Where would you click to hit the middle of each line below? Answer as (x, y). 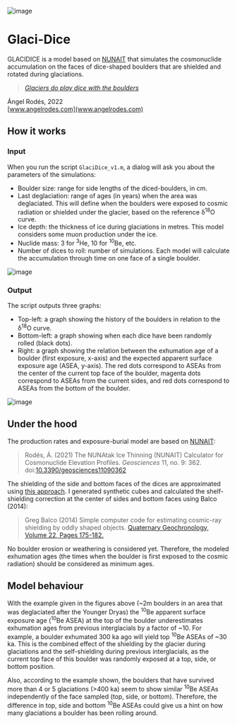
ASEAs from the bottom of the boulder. (74, 388)
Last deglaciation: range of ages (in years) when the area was (107, 195)
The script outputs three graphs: (54, 306)
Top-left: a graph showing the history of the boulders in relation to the (119, 319)
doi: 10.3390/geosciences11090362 (75, 470)
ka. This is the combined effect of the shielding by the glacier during (107, 644)
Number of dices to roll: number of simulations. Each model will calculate (123, 251)
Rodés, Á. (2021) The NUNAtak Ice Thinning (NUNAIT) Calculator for (124, 455)
